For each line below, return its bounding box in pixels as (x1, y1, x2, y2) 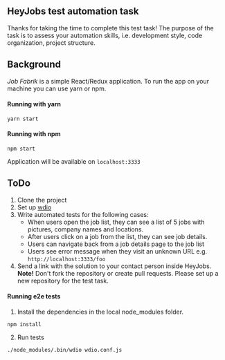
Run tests (17, 333, 45, 341)
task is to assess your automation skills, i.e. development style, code (7, 31, 203, 39)
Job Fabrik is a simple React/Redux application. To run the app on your (7, 77, 210, 85)
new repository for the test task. (17, 276, 109, 285)
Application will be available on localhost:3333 (7, 158, 141, 166)
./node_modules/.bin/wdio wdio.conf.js (7, 347, 123, 354)
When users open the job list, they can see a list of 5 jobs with (27, 218, 205, 226)
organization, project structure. (7, 38, 96, 47)
